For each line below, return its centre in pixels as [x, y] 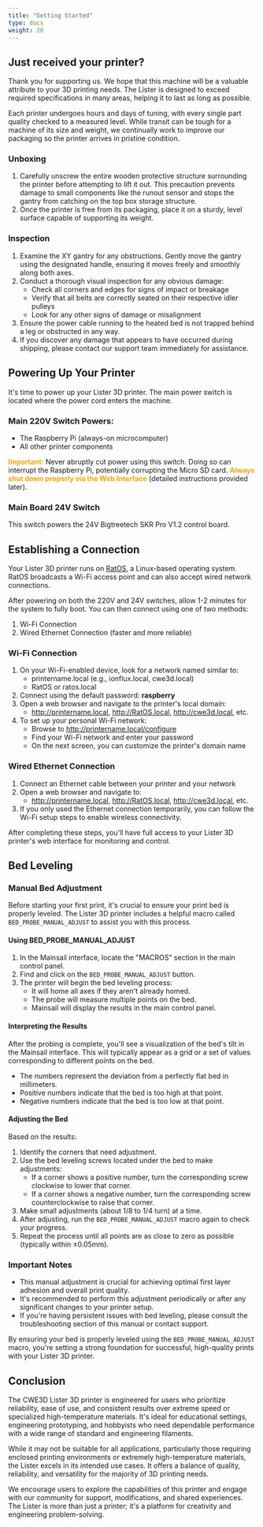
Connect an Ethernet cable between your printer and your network [128, 784]
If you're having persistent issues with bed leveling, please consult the [133, 1315]
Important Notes [40, 1265]
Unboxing [27, 159]
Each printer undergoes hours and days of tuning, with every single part [125, 113]
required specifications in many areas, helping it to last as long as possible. [130, 98]
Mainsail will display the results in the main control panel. [124, 1008]
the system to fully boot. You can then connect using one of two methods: [128, 609]
